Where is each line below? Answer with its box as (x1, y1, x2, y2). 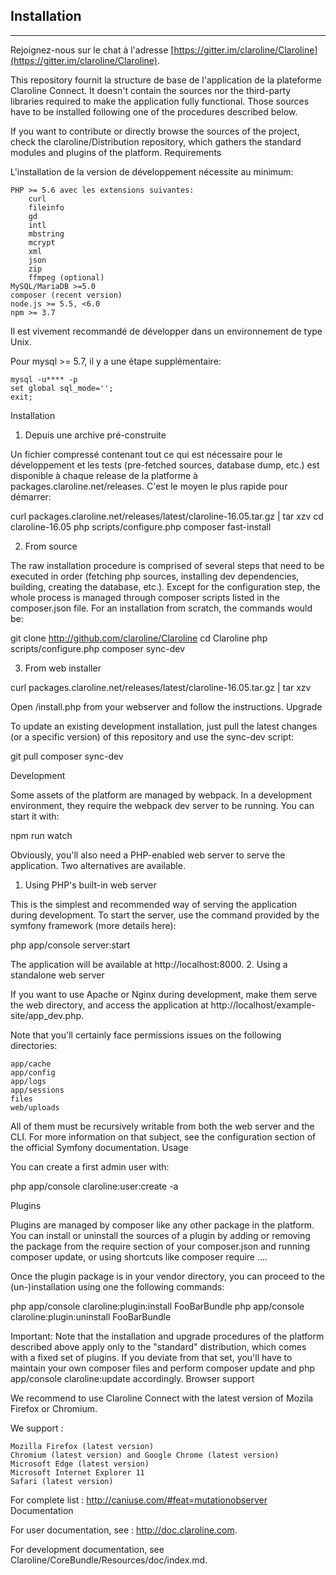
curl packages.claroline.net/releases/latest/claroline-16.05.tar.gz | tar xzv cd (10, 510, 324, 522)
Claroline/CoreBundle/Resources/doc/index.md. (10, 1554, 208, 1566)
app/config (10, 1067, 56, 1078)
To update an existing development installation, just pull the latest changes (10, 720, 318, 732)
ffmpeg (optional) (28, 272, 105, 283)
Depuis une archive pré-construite (24, 429, 167, 441)
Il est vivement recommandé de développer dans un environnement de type (10, 325, 323, 337)
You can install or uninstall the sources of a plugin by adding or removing (10, 1229, 311, 1241)
